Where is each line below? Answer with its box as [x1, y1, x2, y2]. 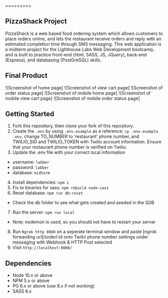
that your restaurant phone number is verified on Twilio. [12, 144, 127, 150]
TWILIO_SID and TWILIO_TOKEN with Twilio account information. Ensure [12, 139, 161, 145]
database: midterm [12, 170, 50, 176]
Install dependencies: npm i [12, 179, 69, 185]
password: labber [12, 164, 49, 170]
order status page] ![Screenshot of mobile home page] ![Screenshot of [5, 90, 151, 96]
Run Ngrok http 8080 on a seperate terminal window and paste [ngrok [12, 229, 156, 235]
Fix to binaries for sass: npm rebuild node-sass [12, 185, 109, 191]
